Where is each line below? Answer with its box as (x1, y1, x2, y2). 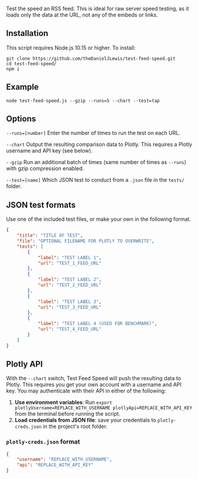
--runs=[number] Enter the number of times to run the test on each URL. (6, 130, 181, 137)
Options (6, 114, 37, 124)
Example (6, 82, 39, 92)
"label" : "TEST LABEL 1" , (37, 255, 102, 261)
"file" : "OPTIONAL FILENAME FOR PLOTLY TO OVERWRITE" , (17, 238, 155, 244)
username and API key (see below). (6, 147, 93, 155)
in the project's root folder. (43, 423, 108, 430)
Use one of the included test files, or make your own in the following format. (6, 216, 191, 223)
